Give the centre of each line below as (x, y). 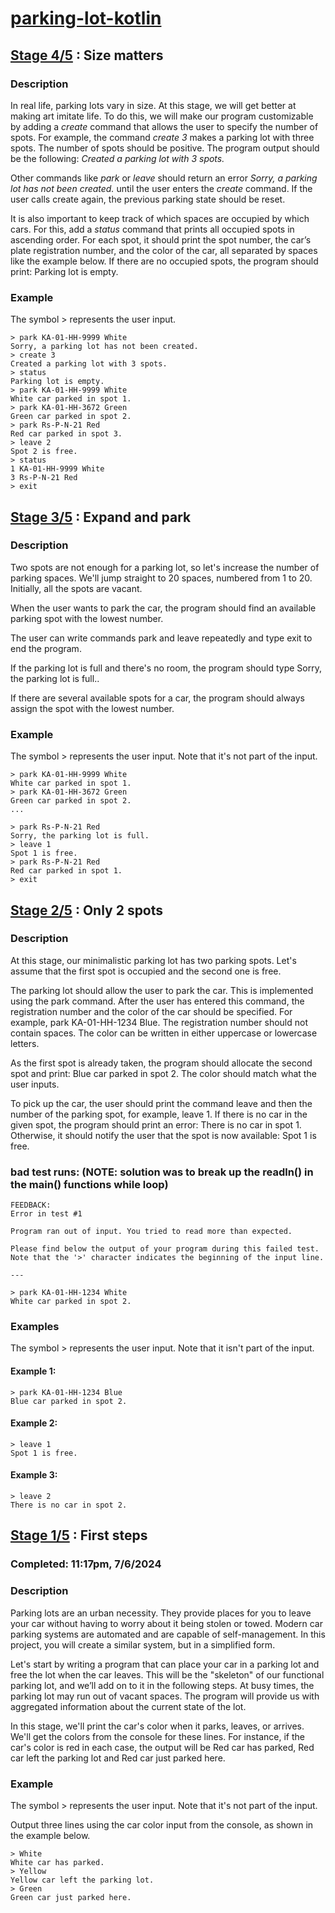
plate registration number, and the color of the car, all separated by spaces (164, 250)
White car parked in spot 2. (71, 1302)
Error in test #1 (46, 1214)
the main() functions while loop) (89, 1184)
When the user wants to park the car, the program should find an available (163, 608)
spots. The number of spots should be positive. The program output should (165, 148)
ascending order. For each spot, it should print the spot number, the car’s (161, 239)
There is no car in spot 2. (69, 1505)
